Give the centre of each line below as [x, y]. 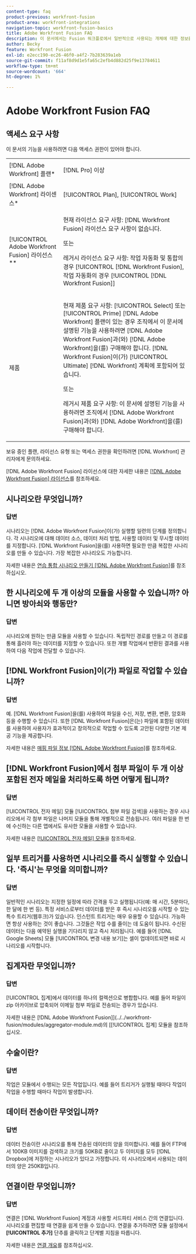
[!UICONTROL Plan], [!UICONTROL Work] [120, 195]
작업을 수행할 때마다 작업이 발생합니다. [50, 1091]
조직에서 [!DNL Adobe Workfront [130, 412]
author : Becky [23, 45]
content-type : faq [28, 11]
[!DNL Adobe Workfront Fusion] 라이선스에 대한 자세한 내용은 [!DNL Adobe [94, 471]
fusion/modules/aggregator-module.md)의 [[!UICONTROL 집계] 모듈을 [89, 1025]
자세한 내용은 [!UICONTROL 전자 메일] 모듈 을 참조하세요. [71, 838]
